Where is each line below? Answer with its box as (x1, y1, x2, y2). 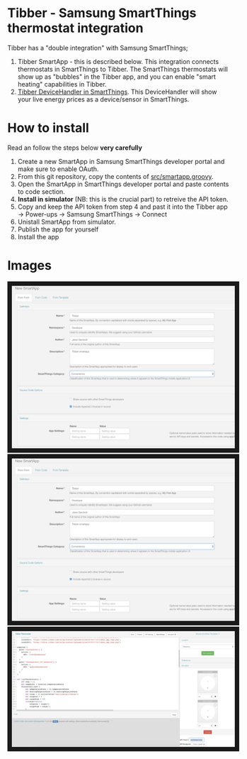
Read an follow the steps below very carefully (7, 143, 143, 152)
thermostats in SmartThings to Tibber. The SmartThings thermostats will (17, 65, 229, 73)
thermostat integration (7, 20, 144, 36)
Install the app (17, 232, 59, 241)
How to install (7, 120, 90, 136)
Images (7, 258, 52, 274)
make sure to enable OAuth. (17, 165, 99, 173)
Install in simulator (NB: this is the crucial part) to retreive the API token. (17, 195, 229, 203)
